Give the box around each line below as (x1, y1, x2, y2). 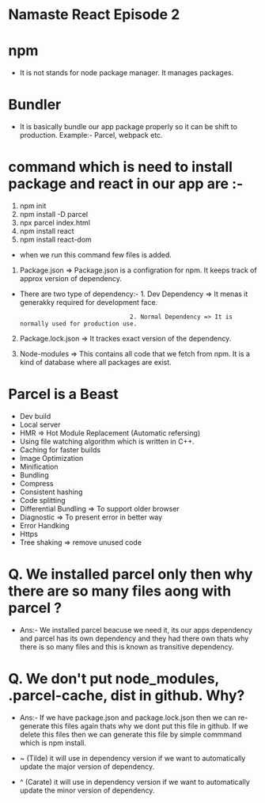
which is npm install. (19, 738, 87, 748)
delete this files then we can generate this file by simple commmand (19, 729, 242, 739)
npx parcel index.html (19, 218, 91, 227)
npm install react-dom (19, 235, 93, 244)
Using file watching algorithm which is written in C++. (19, 436, 195, 446)
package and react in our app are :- (8, 175, 244, 193)
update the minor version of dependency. (19, 786, 155, 795)
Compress (19, 478, 54, 488)
